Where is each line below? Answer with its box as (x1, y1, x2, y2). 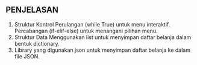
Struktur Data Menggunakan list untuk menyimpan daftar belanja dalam (14, 33, 192, 41)
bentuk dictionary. (14, 40, 60, 47)
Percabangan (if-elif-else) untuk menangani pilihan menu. (14, 27, 158, 34)
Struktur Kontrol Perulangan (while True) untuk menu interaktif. (14, 20, 170, 28)
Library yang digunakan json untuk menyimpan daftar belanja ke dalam (14, 46, 191, 54)
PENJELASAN (5, 5, 58, 15)
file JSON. (14, 52, 40, 60)
